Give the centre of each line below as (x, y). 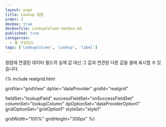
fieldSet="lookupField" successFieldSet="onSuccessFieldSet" (69, 98)
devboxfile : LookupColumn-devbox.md (43, 29)
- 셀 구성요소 (22, 43)
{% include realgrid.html (30, 79)
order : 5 (14, 19)
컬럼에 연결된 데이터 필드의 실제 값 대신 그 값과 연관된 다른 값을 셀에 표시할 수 (81, 62)
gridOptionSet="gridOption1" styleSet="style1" (53, 109)
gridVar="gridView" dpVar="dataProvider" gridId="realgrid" (67, 88)
